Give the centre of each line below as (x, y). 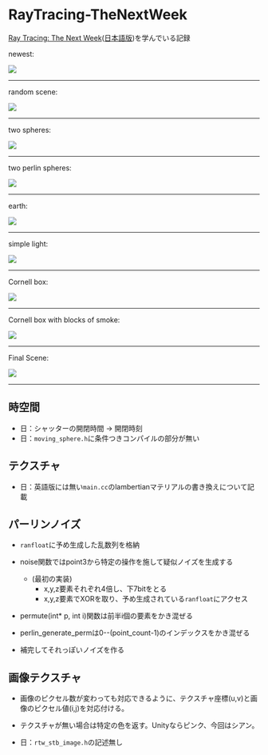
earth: (18, 206)
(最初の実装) (52, 579)
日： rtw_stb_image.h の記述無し (71, 742)
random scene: (33, 92)
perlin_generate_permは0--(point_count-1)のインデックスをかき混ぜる (135, 633)
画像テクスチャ (45, 677)
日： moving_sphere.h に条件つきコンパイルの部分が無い (110, 438)
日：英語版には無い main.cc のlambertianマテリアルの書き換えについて (134, 486)
